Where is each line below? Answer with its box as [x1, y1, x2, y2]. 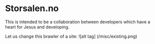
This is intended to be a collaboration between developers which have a [5, 19, 151, 25]
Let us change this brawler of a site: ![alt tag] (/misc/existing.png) [5, 33, 137, 39]
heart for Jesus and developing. [5, 24, 70, 29]
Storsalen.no [5, 3, 59, 14]
